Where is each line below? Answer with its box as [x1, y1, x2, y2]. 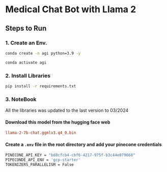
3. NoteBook [5, 95, 37, 103]
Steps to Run [5, 24, 47, 33]
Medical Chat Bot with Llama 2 [5, 4, 136, 15]
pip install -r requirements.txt [5, 83, 76, 89]
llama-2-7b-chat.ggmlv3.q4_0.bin [5, 130, 76, 136]
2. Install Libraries [5, 72, 51, 79]
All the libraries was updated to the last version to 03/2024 [5, 107, 129, 113]
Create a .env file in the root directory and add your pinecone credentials [5, 141, 162, 148]
